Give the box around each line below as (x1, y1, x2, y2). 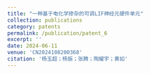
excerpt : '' (7, 36, 42, 43)
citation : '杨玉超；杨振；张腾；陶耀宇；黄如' (7, 56, 128, 63)
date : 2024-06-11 (7, 42, 58, 49)
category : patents (7, 23, 61, 30)
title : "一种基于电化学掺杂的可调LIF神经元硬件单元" (7, 10, 144, 17)
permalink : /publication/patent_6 (7, 29, 108, 37)
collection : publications (7, 17, 82, 24)
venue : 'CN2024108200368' (7, 49, 82, 56)
